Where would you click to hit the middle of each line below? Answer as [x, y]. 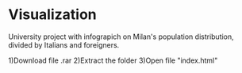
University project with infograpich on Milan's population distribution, [121, 36]
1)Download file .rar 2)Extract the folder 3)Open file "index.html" [113, 60]
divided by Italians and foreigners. [64, 44]
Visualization [52, 15]
